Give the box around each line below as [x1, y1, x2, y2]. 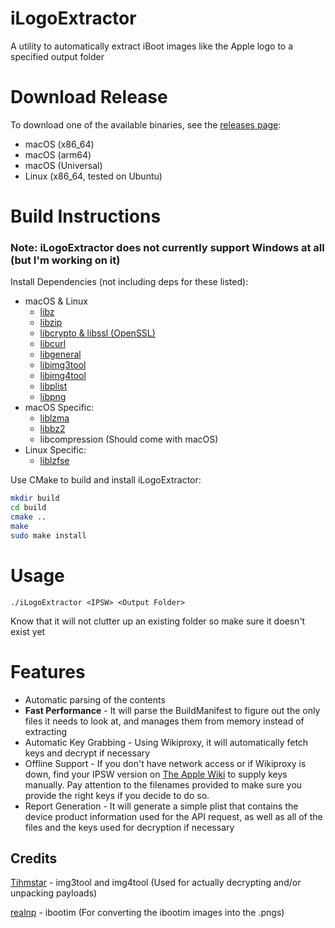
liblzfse [39, 455, 70, 467]
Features [10, 660, 86, 683]
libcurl [39, 338, 67, 350]
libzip [39, 317, 63, 329]
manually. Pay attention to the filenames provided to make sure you [24, 778, 303, 791]
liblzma [39, 412, 70, 424]
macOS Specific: [24, 402, 95, 414]
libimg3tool [39, 359, 87, 371]
